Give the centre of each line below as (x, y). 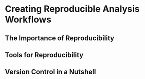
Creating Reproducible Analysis (72, 9)
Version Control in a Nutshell (51, 72)
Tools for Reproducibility (44, 55)
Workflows (28, 20)
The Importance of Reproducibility (60, 38)
